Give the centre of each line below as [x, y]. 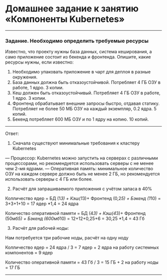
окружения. [25, 77]
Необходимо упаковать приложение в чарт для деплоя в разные [81, 72]
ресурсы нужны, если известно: [40, 62]
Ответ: [12, 134]
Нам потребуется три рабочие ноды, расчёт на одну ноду [67, 238]
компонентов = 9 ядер [29, 253]
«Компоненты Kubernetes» [65, 19]
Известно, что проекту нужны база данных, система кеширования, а [79, 52]
